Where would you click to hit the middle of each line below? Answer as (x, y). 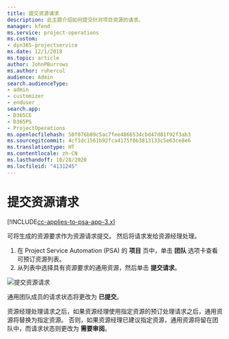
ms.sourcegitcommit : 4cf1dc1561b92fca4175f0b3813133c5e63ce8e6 (99, 141)
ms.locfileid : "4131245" (42, 166)
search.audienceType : (38, 84)
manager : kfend (29, 26)
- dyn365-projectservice (42, 45)
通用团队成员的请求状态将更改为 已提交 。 (65, 297)
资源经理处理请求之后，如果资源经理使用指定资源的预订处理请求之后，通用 (112, 311)
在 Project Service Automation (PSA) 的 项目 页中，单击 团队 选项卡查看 (118, 250)
